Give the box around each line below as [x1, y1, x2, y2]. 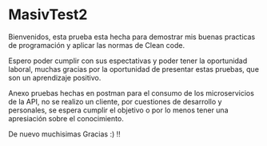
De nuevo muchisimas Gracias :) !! [8, 129, 122, 139]
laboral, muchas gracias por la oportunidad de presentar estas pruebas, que [8, 64, 260, 73]
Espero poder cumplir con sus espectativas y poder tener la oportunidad [8, 56, 248, 65]
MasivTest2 [8, 6, 88, 24]
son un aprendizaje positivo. [8, 73, 102, 82]
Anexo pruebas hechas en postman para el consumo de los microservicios [8, 88, 254, 97]
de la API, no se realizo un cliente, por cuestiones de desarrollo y [8, 97, 222, 106]
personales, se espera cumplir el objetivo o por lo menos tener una [8, 105, 229, 115]
